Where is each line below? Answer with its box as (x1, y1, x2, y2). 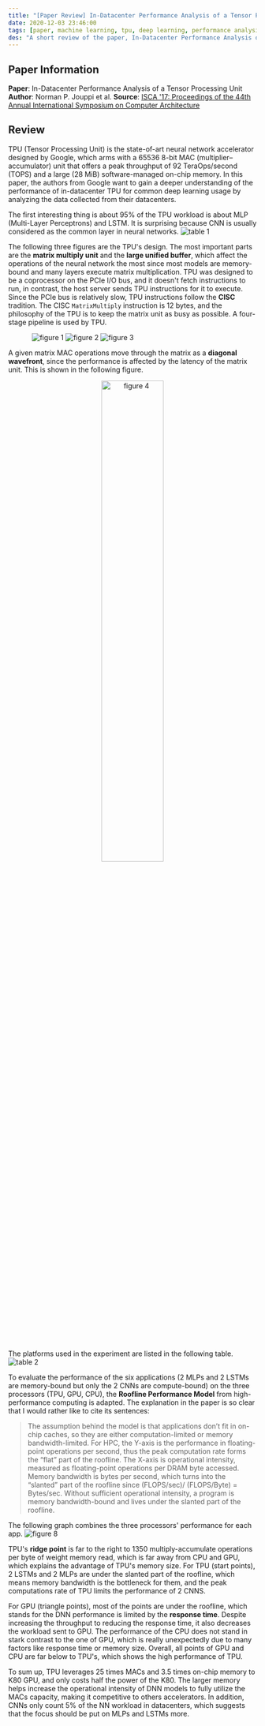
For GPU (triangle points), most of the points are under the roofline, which (8, 1601, 248, 1611)
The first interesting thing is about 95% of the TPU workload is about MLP (8, 210, 248, 219)
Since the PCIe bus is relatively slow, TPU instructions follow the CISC (8, 292, 236, 301)
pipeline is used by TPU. (28, 317, 107, 327)
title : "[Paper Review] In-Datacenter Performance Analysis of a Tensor (8, 11, 252, 20)
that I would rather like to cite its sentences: (8, 1406, 150, 1415)
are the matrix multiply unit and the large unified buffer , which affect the (8, 250, 248, 260)
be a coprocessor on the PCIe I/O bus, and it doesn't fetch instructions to (8, 275, 246, 285)
